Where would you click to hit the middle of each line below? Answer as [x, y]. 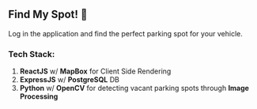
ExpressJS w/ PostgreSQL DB [70, 80]
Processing [39, 96]
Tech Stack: [32, 54]
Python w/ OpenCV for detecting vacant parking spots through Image [134, 88]
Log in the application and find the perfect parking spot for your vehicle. [126, 33]
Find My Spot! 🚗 [48, 15]
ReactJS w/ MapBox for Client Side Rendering [95, 71]
